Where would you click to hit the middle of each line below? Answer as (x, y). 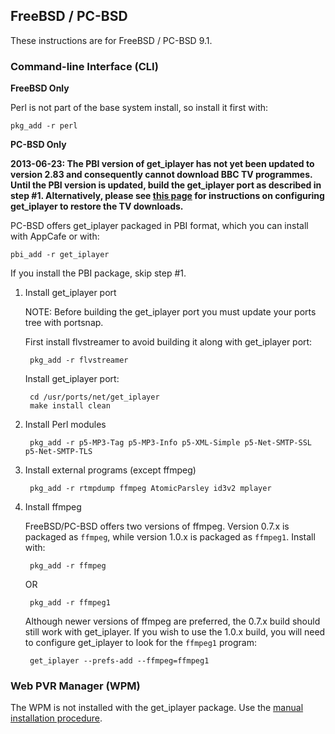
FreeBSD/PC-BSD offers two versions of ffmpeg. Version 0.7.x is (157, 526)
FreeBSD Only (40, 88)
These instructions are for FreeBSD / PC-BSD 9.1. (111, 40)
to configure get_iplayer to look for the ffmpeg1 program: (140, 643)
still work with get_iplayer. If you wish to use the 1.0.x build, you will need (175, 632)
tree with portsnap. (64, 323)
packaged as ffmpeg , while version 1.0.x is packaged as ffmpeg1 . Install (170, 537)
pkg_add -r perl (44, 126)
